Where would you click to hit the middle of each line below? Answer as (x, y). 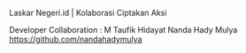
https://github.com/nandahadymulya (76, 39)
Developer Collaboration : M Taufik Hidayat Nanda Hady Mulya (123, 30)
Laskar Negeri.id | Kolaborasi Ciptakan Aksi (88, 13)
